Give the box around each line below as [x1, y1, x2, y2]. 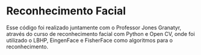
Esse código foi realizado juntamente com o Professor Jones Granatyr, [6, 24, 182, 31]
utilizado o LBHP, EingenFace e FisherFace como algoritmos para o [6, 36, 173, 44]
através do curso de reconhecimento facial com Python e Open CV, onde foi [6, 30, 196, 37]
